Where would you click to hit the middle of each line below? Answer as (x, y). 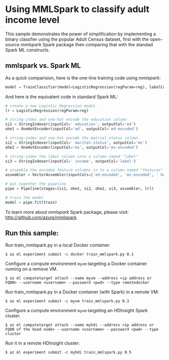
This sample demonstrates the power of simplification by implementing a (80, 34)
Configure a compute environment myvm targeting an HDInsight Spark (76, 311)
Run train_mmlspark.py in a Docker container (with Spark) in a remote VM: (82, 292)
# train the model (24, 198)
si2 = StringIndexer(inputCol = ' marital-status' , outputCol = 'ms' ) (76, 143)
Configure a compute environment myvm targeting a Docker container (76, 264)
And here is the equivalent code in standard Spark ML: (62, 97)
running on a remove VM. (31, 269)
